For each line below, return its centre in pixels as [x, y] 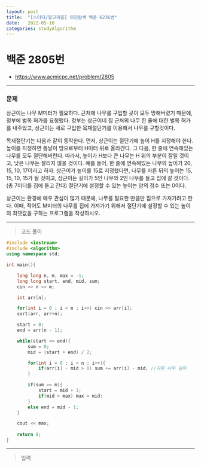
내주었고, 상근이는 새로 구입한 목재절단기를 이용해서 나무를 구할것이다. [94, 128]
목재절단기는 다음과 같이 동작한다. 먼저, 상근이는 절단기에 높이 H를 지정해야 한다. [100, 141]
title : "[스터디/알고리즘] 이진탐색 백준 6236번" [62, 17]
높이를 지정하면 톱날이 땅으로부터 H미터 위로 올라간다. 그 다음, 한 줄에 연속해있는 [100, 148]
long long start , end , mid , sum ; [59, 281]
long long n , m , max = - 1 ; [51, 276]
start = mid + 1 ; [60, 390]
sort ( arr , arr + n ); [40, 314]
